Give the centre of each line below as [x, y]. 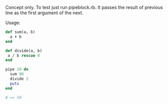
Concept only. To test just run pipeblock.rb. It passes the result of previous [84, 7]
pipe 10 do [17, 69]
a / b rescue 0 [24, 56]
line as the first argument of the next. [44, 13]
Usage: [13, 23]
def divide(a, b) [24, 50]
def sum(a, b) [20, 32]
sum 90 [17, 74]
